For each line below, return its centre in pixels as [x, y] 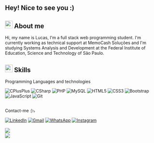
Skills [22, 70]
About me [29, 26]
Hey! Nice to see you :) [40, 8]
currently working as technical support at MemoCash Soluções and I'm [76, 43]
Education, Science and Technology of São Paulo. [55, 53]
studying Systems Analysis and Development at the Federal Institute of [75, 48]
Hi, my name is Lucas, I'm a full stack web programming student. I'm [73, 38]
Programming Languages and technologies [48, 81]
